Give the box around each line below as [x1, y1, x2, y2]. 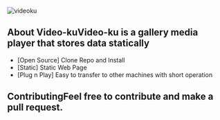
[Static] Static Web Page [17, 63, 88, 71]
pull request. [7, 101, 64, 114]
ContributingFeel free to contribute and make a [7, 91, 214, 103]
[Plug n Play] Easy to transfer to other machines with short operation [17, 70, 213, 79]
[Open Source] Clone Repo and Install [17, 55, 125, 64]
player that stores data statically [7, 37, 150, 49]
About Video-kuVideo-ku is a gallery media [7, 26, 199, 38]
